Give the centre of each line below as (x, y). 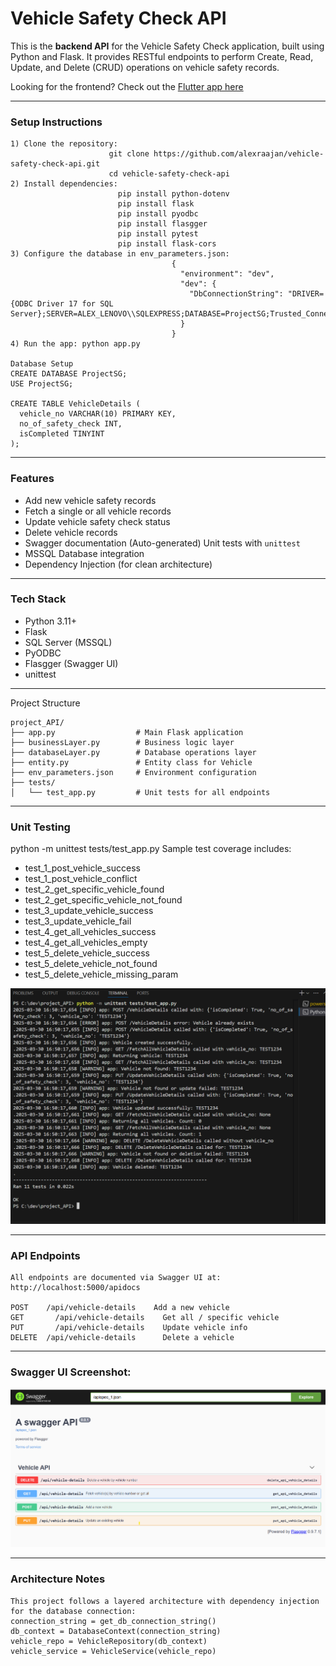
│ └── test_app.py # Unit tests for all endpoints (140, 792)
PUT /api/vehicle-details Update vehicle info (129, 1328)
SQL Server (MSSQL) (68, 642)
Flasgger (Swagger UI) (71, 663)
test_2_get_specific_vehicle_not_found (103, 900)
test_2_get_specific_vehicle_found (94, 889)
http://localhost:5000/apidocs (75, 1288)
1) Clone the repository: (64, 144)
